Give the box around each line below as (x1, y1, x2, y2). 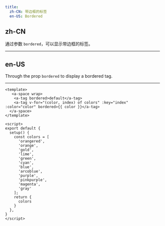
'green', (18, 156, 36, 161)
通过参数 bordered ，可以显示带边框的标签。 (5, 41, 93, 47)
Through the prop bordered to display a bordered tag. (5, 73, 113, 79)
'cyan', (18, 160, 34, 166)
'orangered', (18, 139, 45, 144)
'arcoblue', (18, 169, 43, 174)
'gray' (18, 186, 32, 191)
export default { (5, 126, 41, 131)
